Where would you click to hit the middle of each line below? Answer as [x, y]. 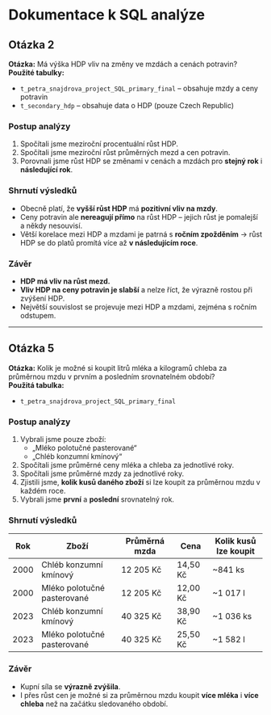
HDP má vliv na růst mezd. [65, 281]
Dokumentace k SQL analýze [107, 15]
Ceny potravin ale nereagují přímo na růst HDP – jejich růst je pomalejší [139, 217]
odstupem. [38, 315]
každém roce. [43, 491]
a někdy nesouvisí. [51, 225]
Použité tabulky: [36, 73]
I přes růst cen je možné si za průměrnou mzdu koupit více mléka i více [140, 695]
